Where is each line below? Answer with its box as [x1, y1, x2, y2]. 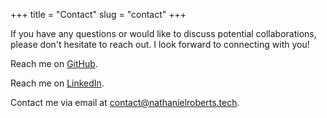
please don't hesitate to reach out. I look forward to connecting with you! [10, 39, 310, 50]
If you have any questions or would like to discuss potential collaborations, [10, 28, 317, 39]
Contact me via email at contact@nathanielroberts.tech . [10, 97, 240, 108]
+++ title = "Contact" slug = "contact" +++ [10, 9, 187, 20]
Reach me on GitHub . [10, 58, 98, 69]
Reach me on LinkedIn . [10, 77, 105, 89]
